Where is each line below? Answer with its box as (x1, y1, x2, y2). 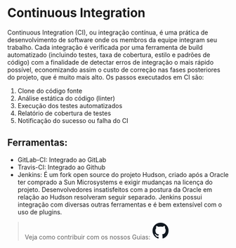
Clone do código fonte (17, 86, 83, 95)
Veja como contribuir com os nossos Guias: (24, 233, 151, 241)
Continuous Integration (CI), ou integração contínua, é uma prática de (7, 28, 209, 37)
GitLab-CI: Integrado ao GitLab (17, 155, 107, 164)
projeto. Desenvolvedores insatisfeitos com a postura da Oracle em (17, 185, 213, 194)
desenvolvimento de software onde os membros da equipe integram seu (7, 35, 218, 44)
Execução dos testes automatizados (17, 101, 123, 110)
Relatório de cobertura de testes (17, 109, 111, 117)
